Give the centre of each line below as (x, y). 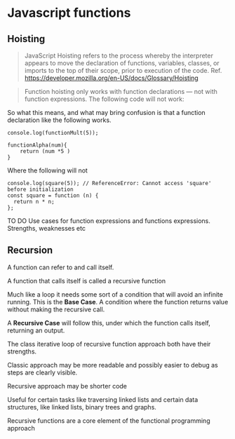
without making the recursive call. (56, 309)
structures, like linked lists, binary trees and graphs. (82, 407)
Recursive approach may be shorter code (67, 386)
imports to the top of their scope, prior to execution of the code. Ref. (123, 70)
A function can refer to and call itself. (61, 267)
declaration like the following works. (59, 120)
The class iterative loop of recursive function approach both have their (109, 344)
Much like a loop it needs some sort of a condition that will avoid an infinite (115, 294)
